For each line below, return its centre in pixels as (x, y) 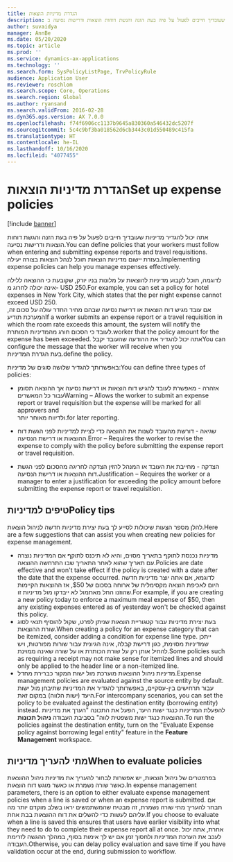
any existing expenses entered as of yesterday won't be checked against (121, 607)
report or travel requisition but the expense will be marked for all (109, 402)
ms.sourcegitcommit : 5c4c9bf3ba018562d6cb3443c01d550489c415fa (101, 130)
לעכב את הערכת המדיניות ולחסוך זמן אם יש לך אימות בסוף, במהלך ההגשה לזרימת (114, 837)
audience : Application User (48, 78)
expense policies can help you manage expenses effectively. (94, 266)
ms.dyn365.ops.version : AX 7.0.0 (55, 117)
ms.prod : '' (24, 53)
